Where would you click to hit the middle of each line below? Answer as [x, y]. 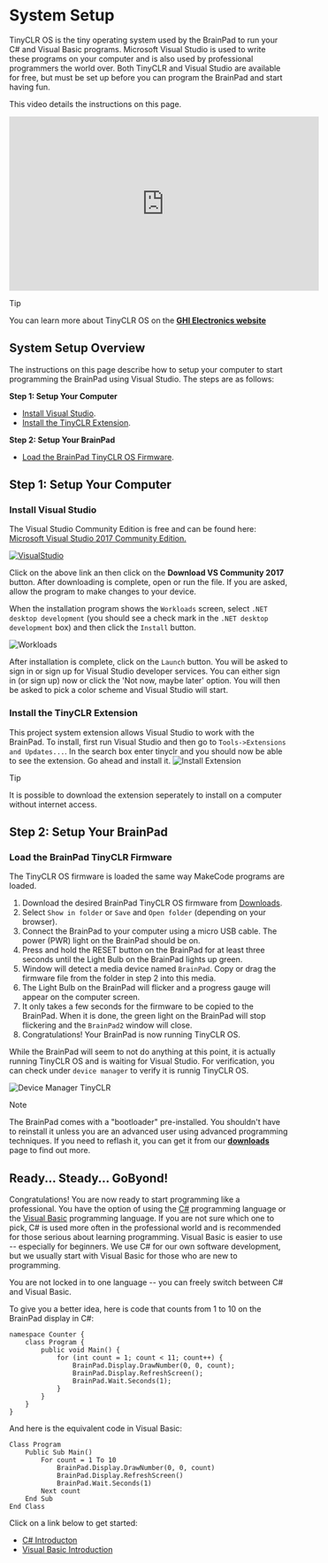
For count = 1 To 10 [79, 1460]
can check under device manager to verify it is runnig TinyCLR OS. [129, 1071]
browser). [39, 922]
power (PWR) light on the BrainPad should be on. [111, 941]
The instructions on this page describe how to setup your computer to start [146, 369]
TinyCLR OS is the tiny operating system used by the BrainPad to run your [144, 40]
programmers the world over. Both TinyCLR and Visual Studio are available [145, 68]
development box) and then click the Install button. [103, 628]
